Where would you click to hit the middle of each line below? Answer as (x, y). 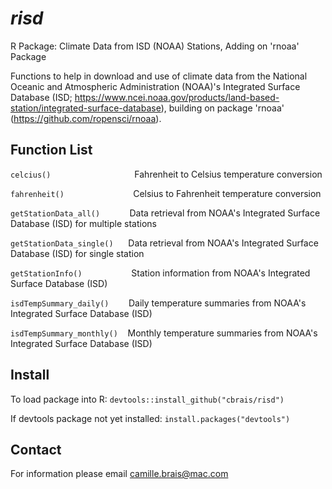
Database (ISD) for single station (77, 253)
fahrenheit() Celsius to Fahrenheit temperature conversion (166, 193)
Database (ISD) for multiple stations (84, 223)
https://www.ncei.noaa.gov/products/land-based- (177, 97)
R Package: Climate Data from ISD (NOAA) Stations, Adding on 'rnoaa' (155, 46)
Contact (36, 449)
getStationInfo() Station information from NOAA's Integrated (160, 273)
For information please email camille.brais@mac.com (119, 474)
